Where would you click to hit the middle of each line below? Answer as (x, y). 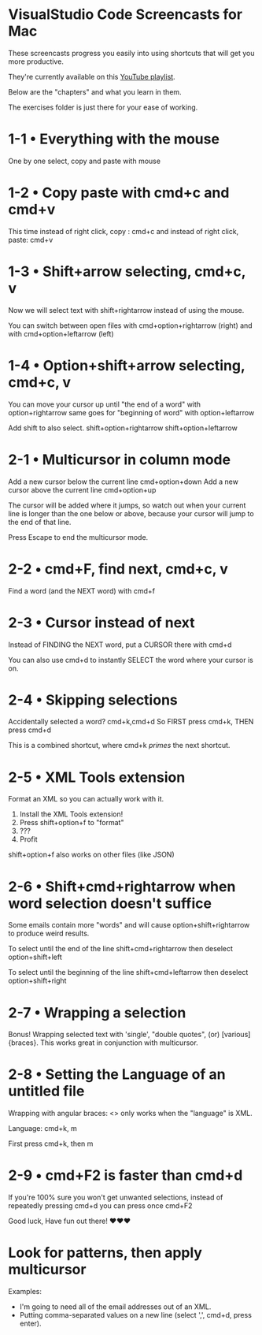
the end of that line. (40, 522)
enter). (30, 1324)
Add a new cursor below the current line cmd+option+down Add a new (123, 482)
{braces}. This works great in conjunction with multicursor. (103, 1043)
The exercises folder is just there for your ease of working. (103, 107)
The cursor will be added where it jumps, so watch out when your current (127, 505)
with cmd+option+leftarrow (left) (61, 333)
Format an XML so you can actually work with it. (86, 799)
